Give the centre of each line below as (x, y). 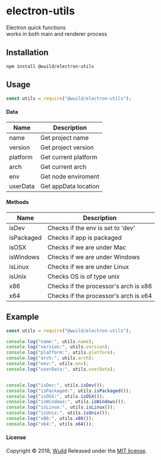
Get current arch (64, 166)
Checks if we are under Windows (94, 257)
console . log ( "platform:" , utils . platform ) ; (61, 353)
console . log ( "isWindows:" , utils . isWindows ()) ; (66, 402)
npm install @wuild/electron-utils (50, 66)
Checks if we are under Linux (88, 267)
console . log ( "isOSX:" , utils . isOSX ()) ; (56, 396)
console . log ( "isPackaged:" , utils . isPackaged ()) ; (69, 391)
